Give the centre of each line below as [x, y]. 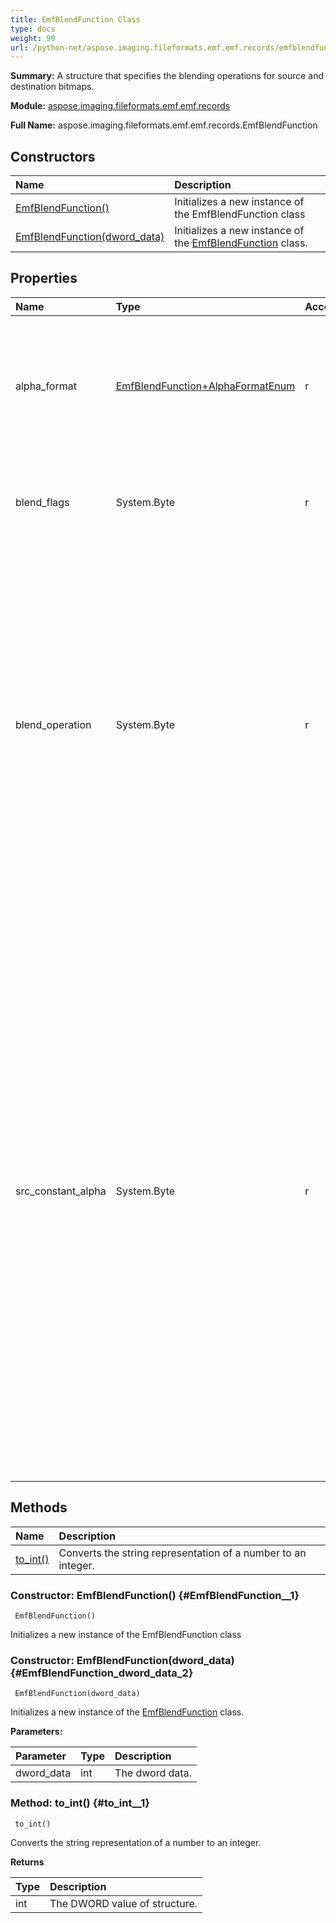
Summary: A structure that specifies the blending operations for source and [167, 76]
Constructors [53, 156]
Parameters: [36, 1732]
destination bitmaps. [52, 87]
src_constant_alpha [61, 1191]
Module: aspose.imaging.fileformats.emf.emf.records [120, 106]
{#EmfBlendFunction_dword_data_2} [102, 1673]
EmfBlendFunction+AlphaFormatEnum [205, 386]
